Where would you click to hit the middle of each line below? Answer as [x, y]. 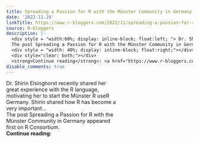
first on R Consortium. [33, 127]
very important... [26, 108]
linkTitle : [20, 22]
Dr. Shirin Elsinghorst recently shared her [56, 83]
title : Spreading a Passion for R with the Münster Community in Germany [99, 12]
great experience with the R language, [53, 90]
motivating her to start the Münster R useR [58, 96]
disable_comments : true [36, 66]
